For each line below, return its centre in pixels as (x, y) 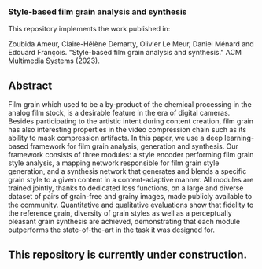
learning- (239, 138)
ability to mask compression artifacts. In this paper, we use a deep (115, 138)
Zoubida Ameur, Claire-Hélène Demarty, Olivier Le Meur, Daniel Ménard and (131, 44)
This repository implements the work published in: (89, 29)
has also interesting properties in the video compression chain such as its (127, 130)
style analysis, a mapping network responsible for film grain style (114, 163)
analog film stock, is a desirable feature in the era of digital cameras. (119, 113)
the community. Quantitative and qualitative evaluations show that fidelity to (131, 205)
